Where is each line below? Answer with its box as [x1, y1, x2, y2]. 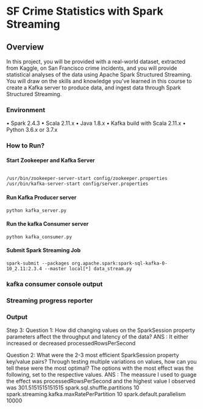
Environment [6, 105, 46, 114]
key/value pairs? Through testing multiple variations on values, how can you [6, 358, 197, 366]
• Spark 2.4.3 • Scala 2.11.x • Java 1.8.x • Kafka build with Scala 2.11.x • [6, 119, 186, 127]
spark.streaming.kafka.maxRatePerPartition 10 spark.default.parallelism [6, 391, 186, 398]
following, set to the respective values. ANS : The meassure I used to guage [6, 371, 197, 378]
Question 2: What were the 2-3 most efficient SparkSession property [6, 351, 179, 359]
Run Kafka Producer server [6, 194, 77, 201]
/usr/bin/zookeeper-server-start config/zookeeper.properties [6, 176, 168, 182]
